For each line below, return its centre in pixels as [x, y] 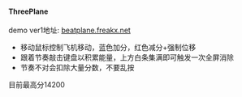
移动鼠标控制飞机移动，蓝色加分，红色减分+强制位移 [108, 48]
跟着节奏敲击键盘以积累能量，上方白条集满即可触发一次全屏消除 [127, 57]
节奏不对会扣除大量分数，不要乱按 [77, 68]
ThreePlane [28, 11]
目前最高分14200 [37, 85]
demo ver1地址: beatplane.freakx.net [70, 30]
